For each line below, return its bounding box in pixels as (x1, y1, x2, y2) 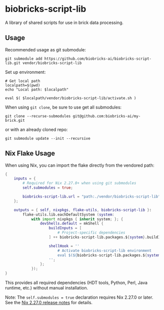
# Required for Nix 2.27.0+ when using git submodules (22, 181, 137, 186)
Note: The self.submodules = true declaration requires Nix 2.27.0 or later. (5, 294, 154, 300)
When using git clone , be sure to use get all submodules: (5, 104, 122, 110)
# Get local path (5, 78, 41, 84)
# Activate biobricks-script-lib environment (57, 248, 152, 253)
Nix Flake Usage (5, 149, 55, 157)
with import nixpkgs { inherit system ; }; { (31, 217, 123, 221)
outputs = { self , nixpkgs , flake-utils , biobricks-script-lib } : (14, 207, 152, 212)
